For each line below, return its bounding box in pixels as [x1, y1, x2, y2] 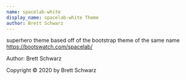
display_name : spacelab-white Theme [6, 15, 99, 21]
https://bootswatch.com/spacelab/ [6, 43, 93, 50]
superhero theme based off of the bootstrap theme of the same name [6, 37, 180, 44]
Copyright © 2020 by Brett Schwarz [6, 67, 97, 74]
